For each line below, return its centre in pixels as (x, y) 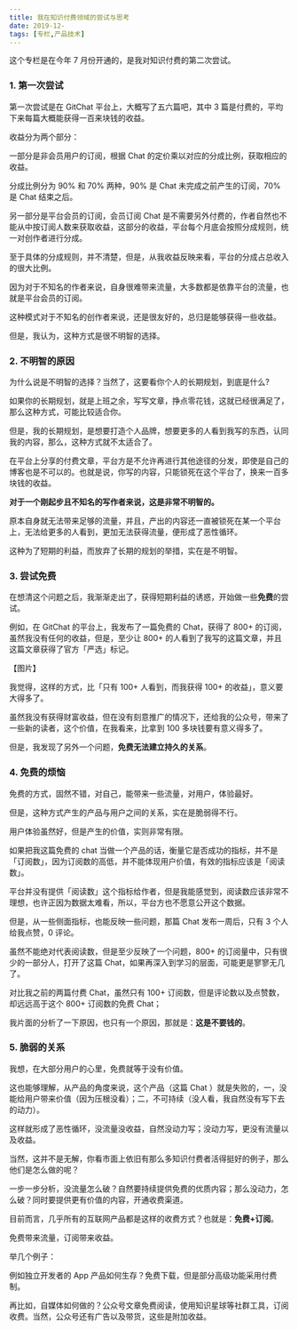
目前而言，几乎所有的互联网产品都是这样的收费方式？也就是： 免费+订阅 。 (144, 1218)
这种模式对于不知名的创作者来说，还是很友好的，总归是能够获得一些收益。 (145, 316)
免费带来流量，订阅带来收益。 (63, 1238)
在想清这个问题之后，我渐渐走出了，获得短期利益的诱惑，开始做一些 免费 (141, 597)
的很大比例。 (32, 268)
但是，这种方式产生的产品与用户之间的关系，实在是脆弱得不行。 (125, 812)
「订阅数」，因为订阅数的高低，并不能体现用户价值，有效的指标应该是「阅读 (147, 861)
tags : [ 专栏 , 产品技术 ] (47, 34)
